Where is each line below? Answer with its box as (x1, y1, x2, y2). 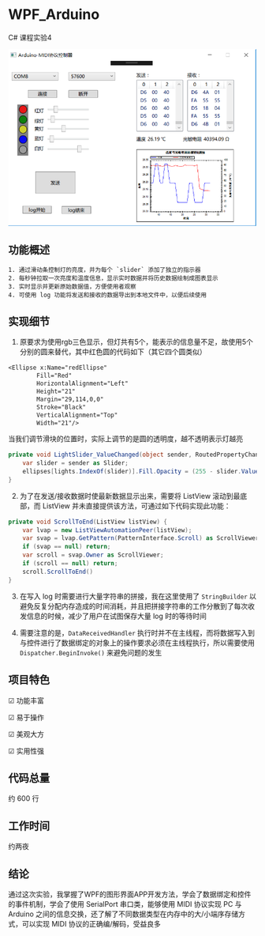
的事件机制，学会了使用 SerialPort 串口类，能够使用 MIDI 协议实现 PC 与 (8, 899, 242, 908)
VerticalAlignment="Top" (36, 411, 118, 420)
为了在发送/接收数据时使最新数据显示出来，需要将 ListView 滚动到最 (19, 491, 241, 500)
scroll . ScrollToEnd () (22, 568, 93, 576)
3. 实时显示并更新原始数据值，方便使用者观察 (8, 283, 136, 291)
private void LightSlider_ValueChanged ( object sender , (8, 451, 192, 459)
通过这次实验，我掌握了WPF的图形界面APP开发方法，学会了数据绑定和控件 (8, 889, 252, 899)
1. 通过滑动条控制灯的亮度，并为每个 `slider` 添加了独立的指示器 (8, 266, 201, 274)
